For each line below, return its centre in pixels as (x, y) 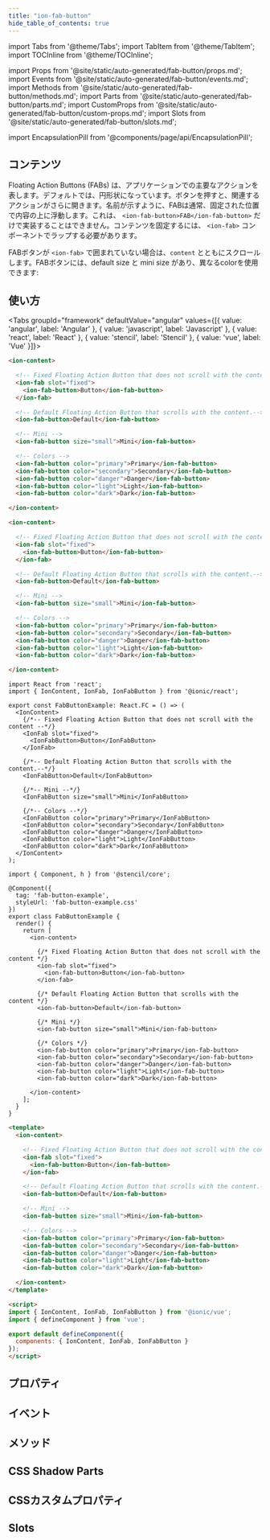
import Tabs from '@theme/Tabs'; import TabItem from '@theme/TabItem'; (132, 46)
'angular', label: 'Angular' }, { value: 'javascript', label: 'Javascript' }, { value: (133, 329)
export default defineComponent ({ (66, 1334)
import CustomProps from (111, 105)
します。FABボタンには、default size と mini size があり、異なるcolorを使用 (133, 263)
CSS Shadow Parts (56, 1471)
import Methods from (43, 87)
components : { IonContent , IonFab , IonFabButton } (102, 1341)
